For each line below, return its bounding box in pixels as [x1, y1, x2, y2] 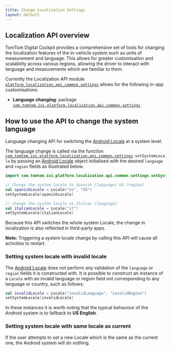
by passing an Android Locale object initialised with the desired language [11, 158, 163, 164]
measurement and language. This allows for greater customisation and [5, 55, 154, 62]
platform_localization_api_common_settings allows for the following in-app [5, 81, 164, 87]
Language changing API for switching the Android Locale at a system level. [5, 138, 163, 144]
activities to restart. [5, 240, 46, 247]
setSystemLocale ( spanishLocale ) [5, 192, 74, 197]
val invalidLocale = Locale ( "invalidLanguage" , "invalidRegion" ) [5, 290, 147, 296]
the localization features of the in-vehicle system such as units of [5, 50, 142, 56]
